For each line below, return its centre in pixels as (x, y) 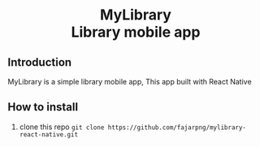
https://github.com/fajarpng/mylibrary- (177, 128)
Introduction (40, 62)
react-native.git (49, 134)
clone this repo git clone (62, 127)
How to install (43, 107)
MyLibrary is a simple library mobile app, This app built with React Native (130, 82)
